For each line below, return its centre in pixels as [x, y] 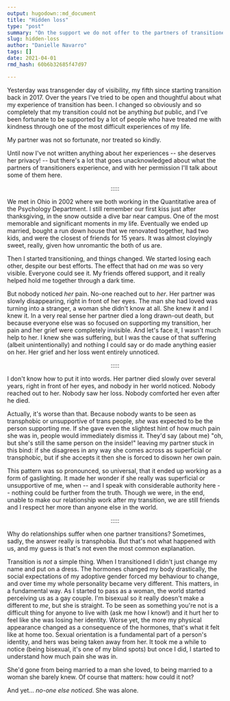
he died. [19, 400]
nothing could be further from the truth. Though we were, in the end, [108, 492]
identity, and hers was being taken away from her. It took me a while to [107, 641]
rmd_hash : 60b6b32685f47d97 [47, 64]
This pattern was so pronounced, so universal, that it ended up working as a [114, 471]
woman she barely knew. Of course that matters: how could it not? [101, 677]
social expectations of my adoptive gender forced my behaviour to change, [113, 576]
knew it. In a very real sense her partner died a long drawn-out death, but [111, 316]
